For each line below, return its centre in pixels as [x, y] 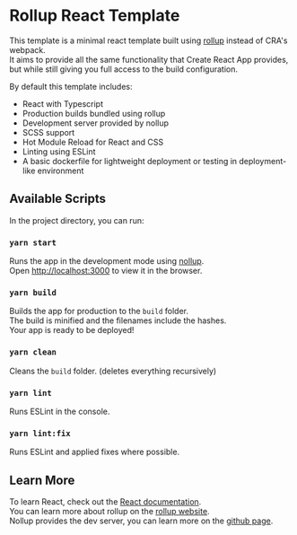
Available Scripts [57, 199]
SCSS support [48, 132]
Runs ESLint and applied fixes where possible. [95, 452]
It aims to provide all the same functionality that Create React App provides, [149, 59]
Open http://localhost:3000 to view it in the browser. [106, 271]
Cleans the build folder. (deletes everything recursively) [113, 371]
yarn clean [33, 352]
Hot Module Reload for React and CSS [93, 142]
